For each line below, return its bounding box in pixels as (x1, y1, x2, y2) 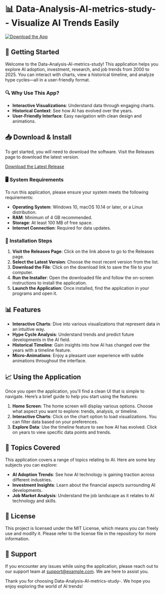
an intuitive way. (12, 326, 45, 332)
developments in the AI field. (12, 337, 70, 343)
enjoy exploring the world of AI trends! (5, 583, 83, 589)
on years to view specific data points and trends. (12, 430, 112, 436)
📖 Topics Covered (5, 443, 61, 452)
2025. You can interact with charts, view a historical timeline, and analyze (5, 72, 154, 78)
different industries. (12, 476, 53, 482)
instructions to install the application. (12, 280, 87, 286)
